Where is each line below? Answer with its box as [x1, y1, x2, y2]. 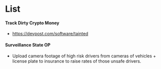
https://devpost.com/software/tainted [12, 31, 88, 37]
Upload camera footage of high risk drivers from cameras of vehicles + [12, 53, 156, 59]
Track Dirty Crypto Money [5, 20, 60, 25]
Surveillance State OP [5, 42, 51, 47]
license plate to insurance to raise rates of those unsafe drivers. [12, 58, 141, 64]
